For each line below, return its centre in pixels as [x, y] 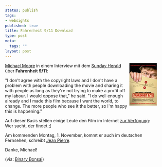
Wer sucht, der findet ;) [28, 126]
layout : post [18, 51]
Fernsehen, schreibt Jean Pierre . [38, 140]
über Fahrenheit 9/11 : [27, 71]
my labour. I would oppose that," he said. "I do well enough [64, 96]
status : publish [21, 10]
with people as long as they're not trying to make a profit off [65, 90]
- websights [17, 20]
